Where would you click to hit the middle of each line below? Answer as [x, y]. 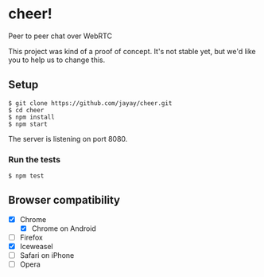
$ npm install [32, 117]
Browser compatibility [64, 200]
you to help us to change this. [57, 60]
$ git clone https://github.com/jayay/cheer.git [90, 103]
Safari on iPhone [47, 256]
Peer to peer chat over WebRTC [60, 36]
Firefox [31, 237]
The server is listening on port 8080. [68, 138]
